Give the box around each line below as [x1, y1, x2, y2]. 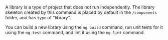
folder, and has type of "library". [5, 15, 71, 20]
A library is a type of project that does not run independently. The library [5, 4, 155, 10]
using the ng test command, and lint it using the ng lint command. [5, 30, 145, 35]
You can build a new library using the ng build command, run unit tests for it [5, 24, 163, 30]
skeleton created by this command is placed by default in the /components [5, 9, 157, 15]
